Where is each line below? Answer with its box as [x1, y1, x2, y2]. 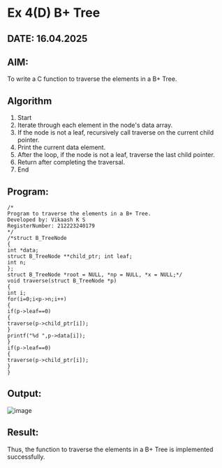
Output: [7, 388, 42, 400]
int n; [7, 259, 27, 266]
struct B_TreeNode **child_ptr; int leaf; [7, 253, 133, 260]
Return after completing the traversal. [17, 158, 126, 167]
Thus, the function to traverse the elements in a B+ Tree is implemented [7, 445, 214, 453]
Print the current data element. [17, 143, 106, 151]
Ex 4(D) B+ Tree [7, 5, 101, 21]
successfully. [7, 452, 45, 461]
